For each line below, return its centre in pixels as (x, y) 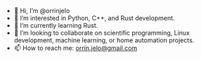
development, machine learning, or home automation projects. (104, 40)
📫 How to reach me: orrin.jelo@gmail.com (76, 48)
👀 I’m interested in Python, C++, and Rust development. (94, 18)
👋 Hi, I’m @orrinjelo (42, 11)
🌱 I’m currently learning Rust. (56, 25)
